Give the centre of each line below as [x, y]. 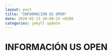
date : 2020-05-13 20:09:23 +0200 [39, 18]
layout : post [18, 9]
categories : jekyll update [33, 23]
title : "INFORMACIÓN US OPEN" [36, 14]
